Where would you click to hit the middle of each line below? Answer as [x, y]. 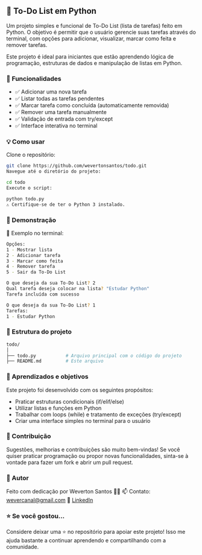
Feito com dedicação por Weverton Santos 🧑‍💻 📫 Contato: [78, 492]
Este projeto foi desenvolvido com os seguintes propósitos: [80, 390]
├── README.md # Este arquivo [55, 361]
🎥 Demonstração [31, 220]
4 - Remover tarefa [31, 267]
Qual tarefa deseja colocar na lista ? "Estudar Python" [78, 289]
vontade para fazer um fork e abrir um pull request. [70, 462]
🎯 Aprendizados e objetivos [47, 376]
